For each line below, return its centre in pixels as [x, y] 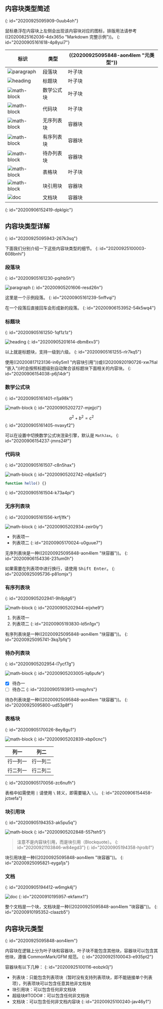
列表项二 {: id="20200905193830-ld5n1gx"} [56, 623]
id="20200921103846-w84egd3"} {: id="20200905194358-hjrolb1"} [85, 847]
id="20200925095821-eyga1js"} [37, 863]
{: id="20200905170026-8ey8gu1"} [41, 729]
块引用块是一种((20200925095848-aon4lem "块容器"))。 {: [64, 857]
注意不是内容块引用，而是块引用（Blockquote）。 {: [67, 842]
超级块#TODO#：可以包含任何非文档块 [51, 996]
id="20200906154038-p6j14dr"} [38, 374]
